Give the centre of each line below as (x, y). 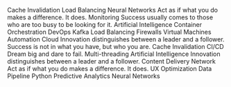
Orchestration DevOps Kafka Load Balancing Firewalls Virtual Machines (109, 32)
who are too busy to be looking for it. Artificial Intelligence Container (105, 25)
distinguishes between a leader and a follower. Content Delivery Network (112, 61)
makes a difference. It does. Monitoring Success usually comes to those (110, 17)
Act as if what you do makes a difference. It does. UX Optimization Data (110, 69)
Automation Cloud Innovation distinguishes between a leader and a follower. (116, 39)
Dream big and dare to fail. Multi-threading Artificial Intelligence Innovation (114, 54)
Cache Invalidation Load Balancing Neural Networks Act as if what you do (113, 10)
